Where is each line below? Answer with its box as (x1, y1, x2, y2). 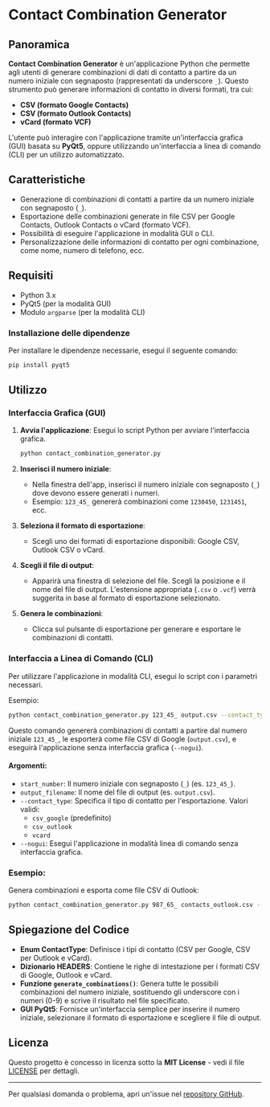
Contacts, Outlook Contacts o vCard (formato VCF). (19, 219, 191, 230)
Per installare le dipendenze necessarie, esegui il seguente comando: (8, 345, 239, 355)
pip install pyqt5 (8, 361, 70, 369)
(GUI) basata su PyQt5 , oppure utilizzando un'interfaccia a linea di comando (8, 141, 261, 150)
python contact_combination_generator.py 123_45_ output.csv (8, 711, 218, 719)
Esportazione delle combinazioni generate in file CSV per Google (19, 211, 235, 221)
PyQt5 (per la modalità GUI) (19, 299, 112, 308)
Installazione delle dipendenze (8, 327, 131, 338)
